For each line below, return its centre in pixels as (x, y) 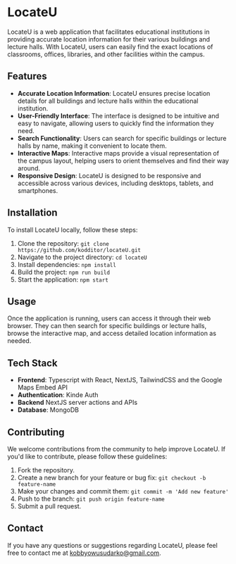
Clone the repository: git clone (63, 243)
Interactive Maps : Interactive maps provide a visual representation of (118, 153)
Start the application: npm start (63, 280)
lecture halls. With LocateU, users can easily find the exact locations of (110, 46)
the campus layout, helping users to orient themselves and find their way (123, 161)
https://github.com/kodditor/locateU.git (79, 250)
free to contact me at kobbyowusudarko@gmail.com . (84, 553)
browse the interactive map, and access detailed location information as (112, 333)
